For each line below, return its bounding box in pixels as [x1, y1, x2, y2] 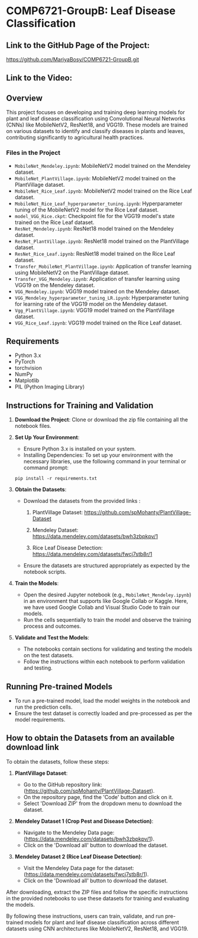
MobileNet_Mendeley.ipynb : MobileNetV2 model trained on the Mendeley [14, 162, 191, 169]
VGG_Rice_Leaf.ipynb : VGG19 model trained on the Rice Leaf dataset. [14, 319, 182, 326]
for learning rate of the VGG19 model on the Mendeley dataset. [14, 300, 168, 307]
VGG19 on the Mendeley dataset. [14, 281, 95, 288]
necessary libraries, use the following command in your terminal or [23, 458, 186, 465]
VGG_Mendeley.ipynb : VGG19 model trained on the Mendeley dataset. [14, 288, 181, 295]
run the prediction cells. [14, 703, 73, 710]
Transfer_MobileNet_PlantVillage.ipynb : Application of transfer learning [14, 262, 192, 270]
